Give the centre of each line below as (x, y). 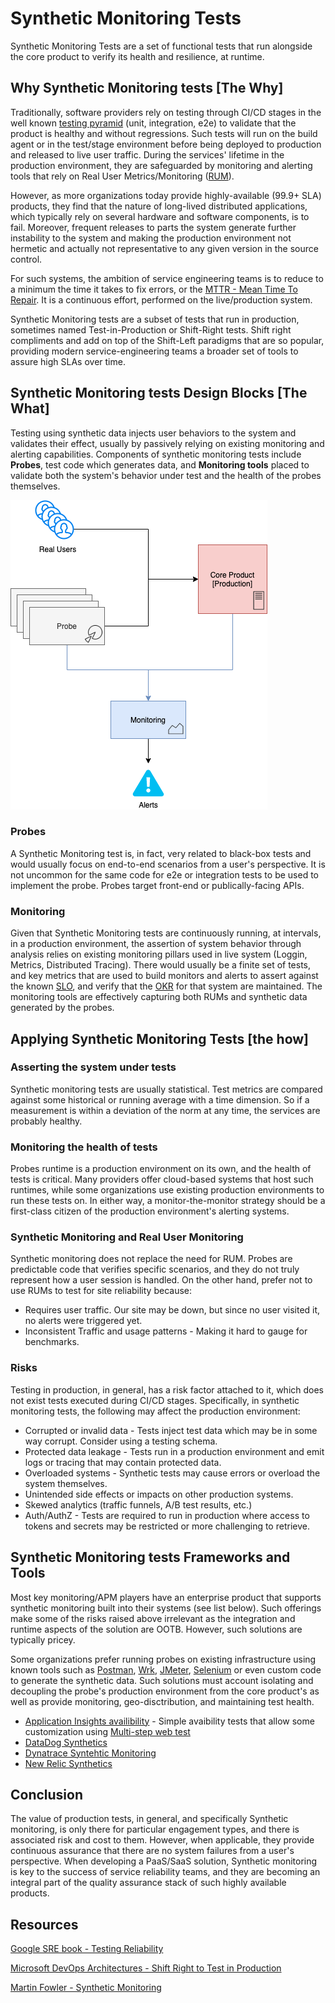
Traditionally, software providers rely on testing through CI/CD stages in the (166, 112)
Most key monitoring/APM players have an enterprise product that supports (166, 1597)
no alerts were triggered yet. (83, 1321)
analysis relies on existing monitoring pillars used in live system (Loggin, (159, 954)
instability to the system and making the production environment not (151, 238)
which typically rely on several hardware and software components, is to (160, 216)
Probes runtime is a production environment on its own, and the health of (161, 1169)
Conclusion (47, 1794)
